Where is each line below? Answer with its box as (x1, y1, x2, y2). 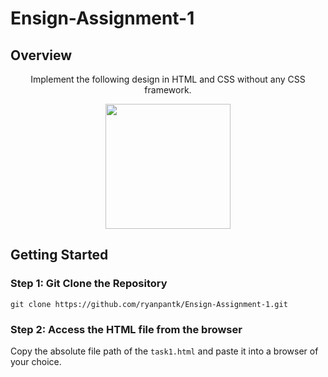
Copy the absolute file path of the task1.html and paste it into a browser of (10, 345, 319, 357)
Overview (10, 47, 73, 64)
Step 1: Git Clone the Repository (10, 277, 168, 291)
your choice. (10, 355, 62, 367)
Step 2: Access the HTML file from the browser (10, 322, 243, 336)
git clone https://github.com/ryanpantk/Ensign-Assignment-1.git (10, 299, 288, 309)
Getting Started (10, 247, 109, 264)
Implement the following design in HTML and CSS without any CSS (30, 73, 306, 85)
